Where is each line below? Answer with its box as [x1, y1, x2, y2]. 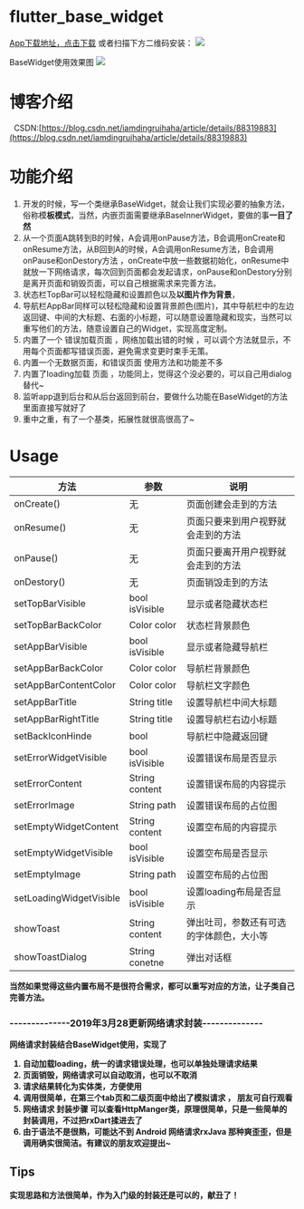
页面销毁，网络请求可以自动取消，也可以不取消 [22, 1069, 197, 1080]
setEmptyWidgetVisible [14, 846, 113, 858]
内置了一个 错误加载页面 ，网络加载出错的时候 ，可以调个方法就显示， [22, 334, 283, 345]
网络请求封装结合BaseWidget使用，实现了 [9, 1040, 167, 1050]
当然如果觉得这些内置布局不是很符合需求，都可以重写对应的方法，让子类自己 [9, 981, 295, 991]
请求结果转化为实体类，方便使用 [22, 1081, 142, 1092]
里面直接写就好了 [22, 401, 87, 413]
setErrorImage [14, 798, 75, 811]
